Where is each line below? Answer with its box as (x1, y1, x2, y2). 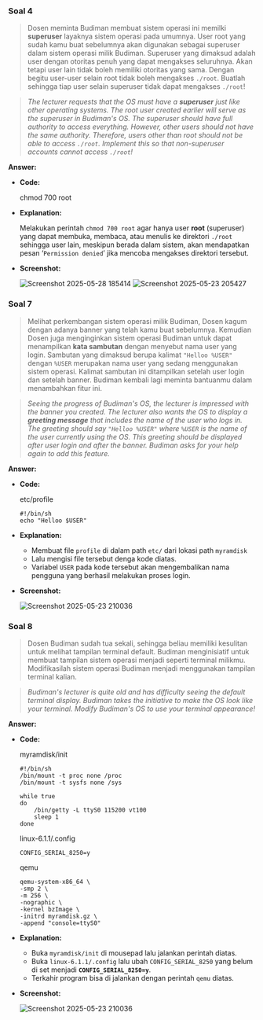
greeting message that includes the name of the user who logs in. (27, 415, 243, 425)
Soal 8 (8, 620, 33, 632)
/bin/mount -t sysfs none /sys (19, 779, 122, 786)
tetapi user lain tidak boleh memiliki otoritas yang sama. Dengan (27, 65, 235, 75)
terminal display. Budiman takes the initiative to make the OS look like (27, 695, 254, 705)
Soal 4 (8, 6, 33, 17)
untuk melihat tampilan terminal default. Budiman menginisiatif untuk (27, 646, 250, 656)
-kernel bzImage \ (19, 905, 80, 913)
